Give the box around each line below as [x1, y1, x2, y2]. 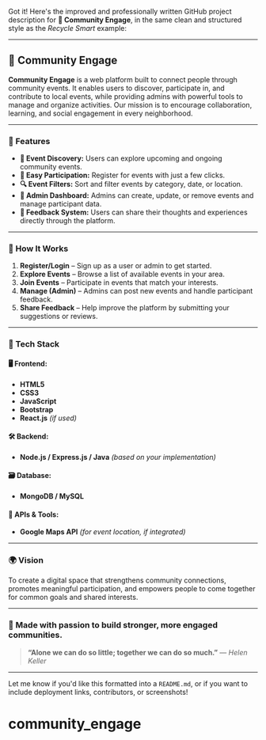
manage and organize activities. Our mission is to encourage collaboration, [8, 100, 253, 109]
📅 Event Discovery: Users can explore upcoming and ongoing [19, 154, 223, 163]
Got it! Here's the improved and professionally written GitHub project [8, 7, 232, 16]
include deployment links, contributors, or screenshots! [8, 687, 188, 696]
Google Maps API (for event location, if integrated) [19, 527, 186, 537]
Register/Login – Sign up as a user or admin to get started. [19, 261, 212, 271]
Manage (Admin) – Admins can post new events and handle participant [19, 287, 253, 296]
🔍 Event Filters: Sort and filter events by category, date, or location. [19, 180, 243, 189]
